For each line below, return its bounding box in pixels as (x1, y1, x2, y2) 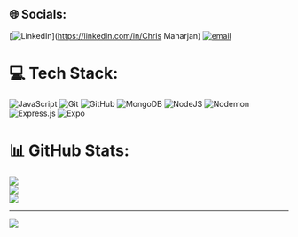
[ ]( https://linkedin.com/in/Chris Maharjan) (9, 30, 201, 41)
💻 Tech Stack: (9, 64, 119, 83)
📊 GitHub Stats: (9, 141, 130, 160)
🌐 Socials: (9, 7, 67, 22)
